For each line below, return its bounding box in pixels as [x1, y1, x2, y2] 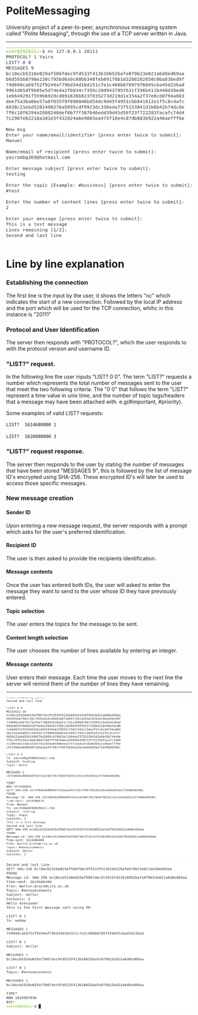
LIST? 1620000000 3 [6, 433, 57, 440]
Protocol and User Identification [6, 326, 100, 334]
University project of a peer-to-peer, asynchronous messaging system [6, 24, 177, 31]
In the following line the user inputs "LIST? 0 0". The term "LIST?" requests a [6, 373, 192, 380]
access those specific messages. [6, 479, 87, 487]
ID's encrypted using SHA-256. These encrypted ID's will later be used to [6, 473, 184, 480]
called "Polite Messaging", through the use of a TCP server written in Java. [6, 29, 187, 37]
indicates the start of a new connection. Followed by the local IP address [6, 298, 183, 305]
